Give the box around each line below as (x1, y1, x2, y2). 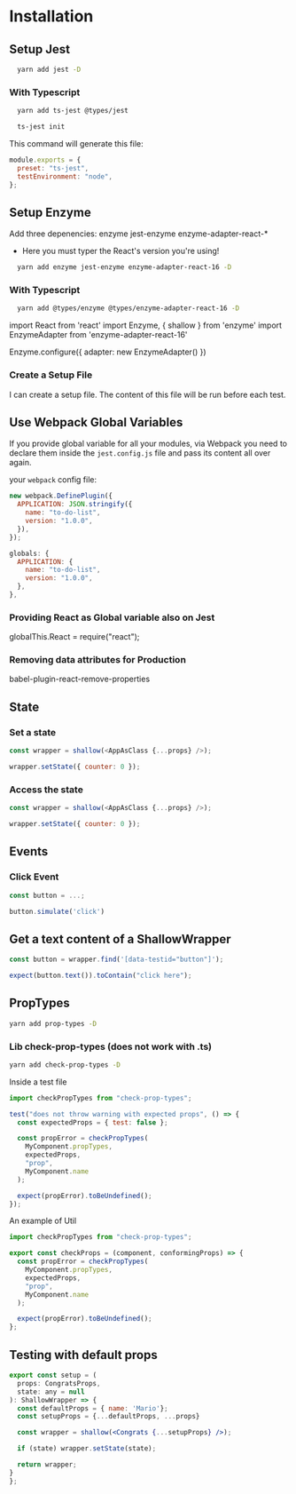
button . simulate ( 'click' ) (9, 907, 105, 916)
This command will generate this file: (9, 138, 144, 148)
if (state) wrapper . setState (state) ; (17, 1444, 157, 1453)
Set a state (9, 726, 57, 738)
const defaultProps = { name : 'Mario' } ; (17, 1403, 168, 1413)
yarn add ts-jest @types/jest (17, 107, 129, 115)
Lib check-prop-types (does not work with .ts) (9, 1040, 213, 1053)
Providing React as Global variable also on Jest (9, 611, 215, 624)
